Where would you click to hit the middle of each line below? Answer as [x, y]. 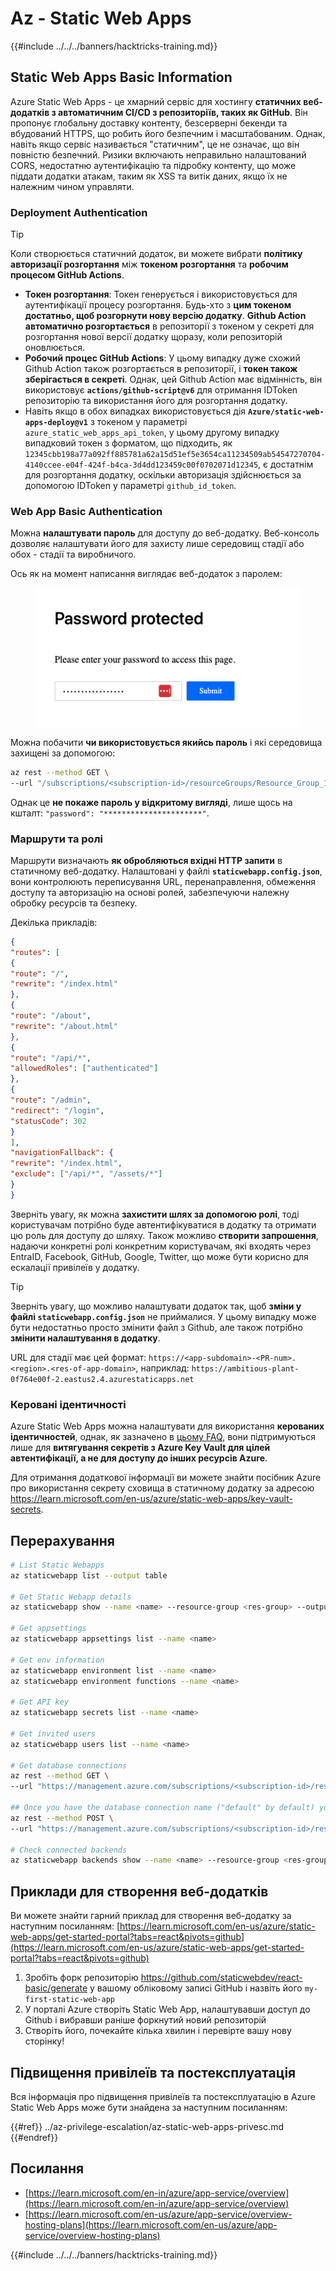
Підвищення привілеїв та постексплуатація [153, 2072]
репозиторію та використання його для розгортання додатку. [156, 401]
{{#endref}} [34, 2137]
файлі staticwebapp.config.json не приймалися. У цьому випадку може [163, 1316]
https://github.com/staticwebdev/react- [221, 1978]
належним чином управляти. [72, 186]
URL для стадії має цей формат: [78, 1357]
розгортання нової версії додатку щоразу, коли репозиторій [153, 337]
